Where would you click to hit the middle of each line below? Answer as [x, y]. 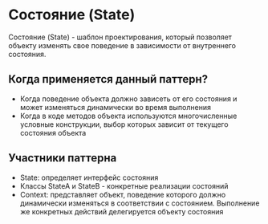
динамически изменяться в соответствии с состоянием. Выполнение [140, 203]
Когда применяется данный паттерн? [108, 79]
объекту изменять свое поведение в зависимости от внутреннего [122, 45]
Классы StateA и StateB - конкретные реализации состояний [124, 185]
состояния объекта [53, 132]
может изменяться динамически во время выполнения [115, 107]
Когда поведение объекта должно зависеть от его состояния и [128, 99]
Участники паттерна [63, 158]
